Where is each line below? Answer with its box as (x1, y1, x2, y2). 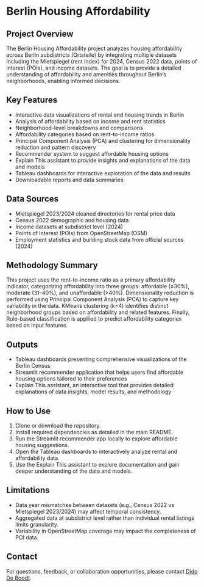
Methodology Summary (6, 260, 99, 271)
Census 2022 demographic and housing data (15, 216, 129, 224)
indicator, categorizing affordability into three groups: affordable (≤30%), (6, 283, 190, 290)
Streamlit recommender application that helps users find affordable (15, 368, 184, 376)
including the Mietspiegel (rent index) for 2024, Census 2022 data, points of (6, 58, 197, 65)
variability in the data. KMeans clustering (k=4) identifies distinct (6, 302, 169, 310)
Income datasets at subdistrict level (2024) (15, 223, 124, 230)
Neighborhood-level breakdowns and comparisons (15, 124, 143, 131)
